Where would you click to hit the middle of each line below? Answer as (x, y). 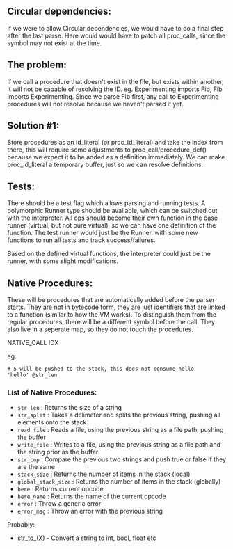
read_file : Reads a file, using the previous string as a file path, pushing (120, 430)
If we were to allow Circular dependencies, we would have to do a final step (115, 28)
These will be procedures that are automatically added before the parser (111, 300)
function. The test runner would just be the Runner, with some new (103, 233)
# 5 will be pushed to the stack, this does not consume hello (101, 369)
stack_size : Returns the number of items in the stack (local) (104, 474)
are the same (36, 467)
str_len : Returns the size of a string (70, 408)
